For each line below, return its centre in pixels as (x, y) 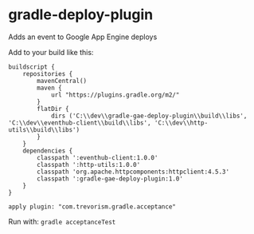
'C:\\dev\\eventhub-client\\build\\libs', (80, 123)
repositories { (48, 73)
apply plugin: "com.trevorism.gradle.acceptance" (92, 206)
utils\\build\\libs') (44, 129)
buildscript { (32, 67)
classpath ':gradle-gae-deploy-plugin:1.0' (110, 178)
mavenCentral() (62, 81)
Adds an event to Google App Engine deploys (83, 37)
